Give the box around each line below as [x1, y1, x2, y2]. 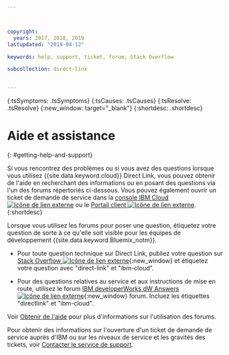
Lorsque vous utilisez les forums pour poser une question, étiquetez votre [7, 222, 217, 230]
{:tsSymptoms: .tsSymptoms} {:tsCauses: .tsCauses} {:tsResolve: [7, 97, 191, 105]
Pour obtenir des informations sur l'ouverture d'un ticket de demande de [7, 326, 212, 334]
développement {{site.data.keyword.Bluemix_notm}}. [7, 236, 157, 244]
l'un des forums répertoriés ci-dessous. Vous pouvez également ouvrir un [7, 186, 217, 195]
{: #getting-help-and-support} [7, 151, 93, 159]
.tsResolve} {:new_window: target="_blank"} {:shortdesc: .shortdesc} [7, 104, 203, 112]
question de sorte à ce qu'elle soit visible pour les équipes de [7, 228, 181, 237]
